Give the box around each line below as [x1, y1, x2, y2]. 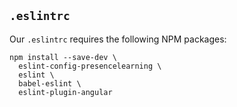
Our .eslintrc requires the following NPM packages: [9, 33, 227, 45]
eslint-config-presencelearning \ [18, 61, 162, 71]
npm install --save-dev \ [9, 52, 117, 62]
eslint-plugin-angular [18, 87, 113, 97]
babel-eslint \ [18, 78, 82, 89]
